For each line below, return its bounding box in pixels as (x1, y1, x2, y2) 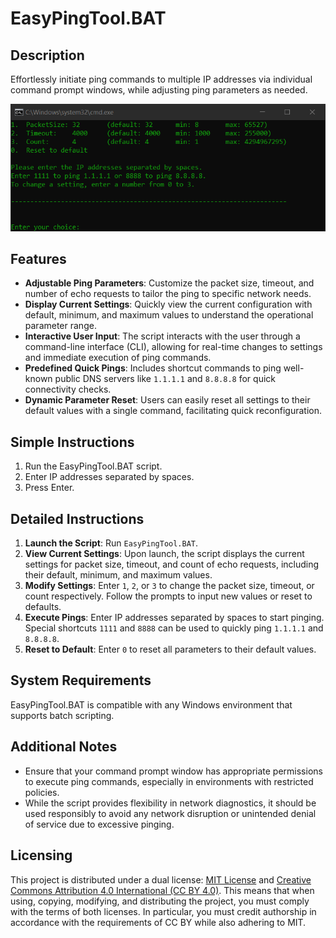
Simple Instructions (10, 433, 135, 451)
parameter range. (24, 320, 97, 332)
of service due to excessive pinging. (24, 818, 175, 830)
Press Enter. (24, 482, 75, 494)
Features (10, 251, 67, 268)
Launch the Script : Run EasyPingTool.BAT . (24, 537, 199, 549)
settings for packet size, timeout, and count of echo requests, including (24, 558, 320, 571)
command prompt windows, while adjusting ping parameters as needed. (10, 84, 308, 96)
